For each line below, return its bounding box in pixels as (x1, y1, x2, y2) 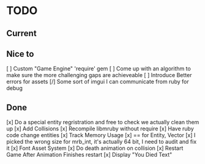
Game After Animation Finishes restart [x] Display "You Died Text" (6, 151, 173, 158)
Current (6, 28, 37, 39)
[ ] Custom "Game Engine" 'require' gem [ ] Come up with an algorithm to (6, 65, 191, 72)
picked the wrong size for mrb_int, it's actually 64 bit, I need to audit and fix (6, 138, 197, 146)
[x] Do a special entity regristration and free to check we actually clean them (6, 119, 199, 126)
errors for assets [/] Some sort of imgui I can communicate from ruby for (6, 78, 189, 86)
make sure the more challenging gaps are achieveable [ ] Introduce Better (6, 72, 192, 79)
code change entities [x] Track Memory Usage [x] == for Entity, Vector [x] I (6, 132, 196, 139)
